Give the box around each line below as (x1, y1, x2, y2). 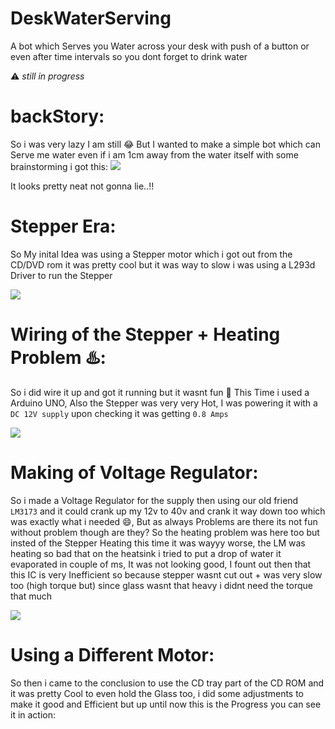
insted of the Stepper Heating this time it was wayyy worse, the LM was (10, 537, 306, 549)
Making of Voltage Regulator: (10, 461, 259, 484)
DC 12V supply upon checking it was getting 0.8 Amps (10, 407, 229, 419)
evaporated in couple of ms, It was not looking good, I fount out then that (10, 558, 312, 570)
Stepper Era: (10, 215, 117, 238)
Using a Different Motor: (10, 643, 215, 666)
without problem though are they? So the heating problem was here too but (10, 526, 320, 538)
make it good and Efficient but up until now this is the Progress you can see (10, 698, 322, 710)
